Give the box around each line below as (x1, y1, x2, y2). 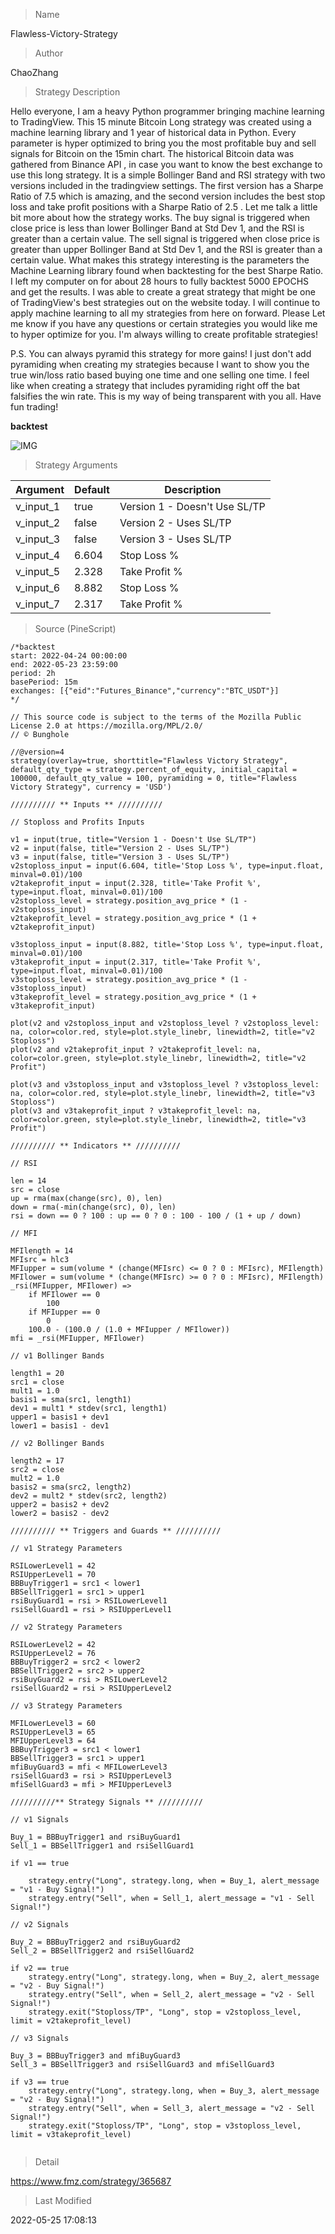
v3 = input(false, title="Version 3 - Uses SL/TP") (10, 852, 230, 862)
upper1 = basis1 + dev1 (10, 1412, 110, 1422)
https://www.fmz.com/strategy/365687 (10, 2175, 172, 2187)
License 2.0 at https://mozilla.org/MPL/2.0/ (10, 721, 203, 731)
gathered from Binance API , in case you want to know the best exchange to (10, 159, 323, 170)
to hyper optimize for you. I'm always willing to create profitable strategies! (10, 329, 318, 340)
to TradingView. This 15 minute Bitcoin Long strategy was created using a (10, 116, 312, 128)
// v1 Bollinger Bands (10, 1351, 105, 1361)
